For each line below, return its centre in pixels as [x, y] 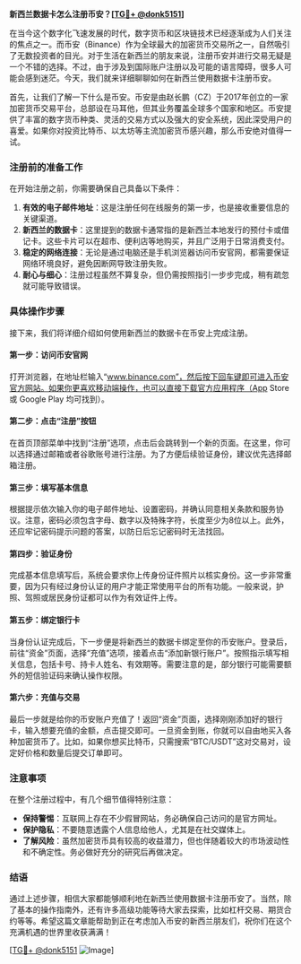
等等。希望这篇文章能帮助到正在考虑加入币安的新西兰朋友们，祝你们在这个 [154, 921]
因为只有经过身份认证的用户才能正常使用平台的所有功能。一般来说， [150, 586]
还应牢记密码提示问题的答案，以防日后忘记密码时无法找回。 [119, 532]
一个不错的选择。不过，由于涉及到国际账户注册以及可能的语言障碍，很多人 [146, 67]
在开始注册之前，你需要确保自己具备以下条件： [95, 188]
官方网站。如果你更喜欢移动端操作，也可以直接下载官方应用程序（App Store [149, 387]
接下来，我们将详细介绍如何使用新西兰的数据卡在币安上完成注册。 [131, 333]
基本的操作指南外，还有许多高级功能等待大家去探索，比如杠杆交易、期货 [150, 910]
